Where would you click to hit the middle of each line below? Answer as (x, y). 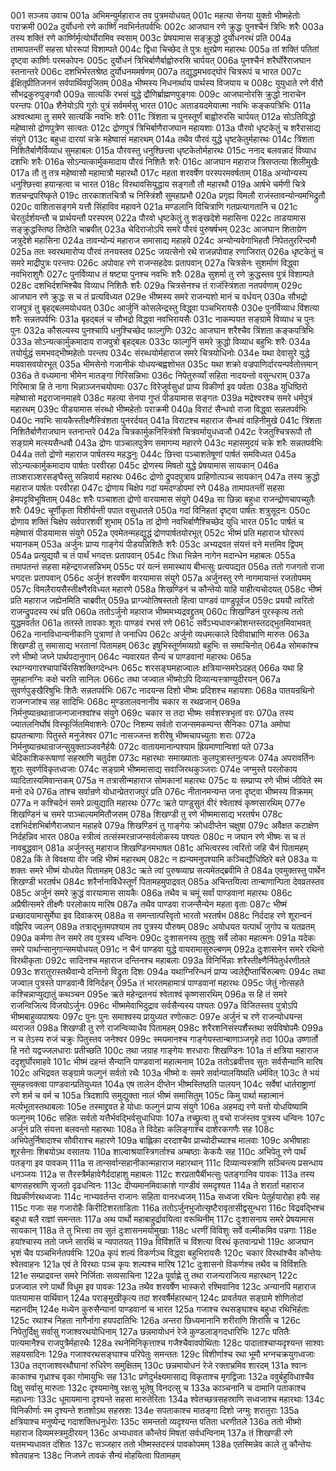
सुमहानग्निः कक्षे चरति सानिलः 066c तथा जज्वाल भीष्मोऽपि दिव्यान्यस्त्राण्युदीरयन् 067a (146, 679)
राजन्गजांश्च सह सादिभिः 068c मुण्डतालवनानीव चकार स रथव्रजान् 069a (125, 701)
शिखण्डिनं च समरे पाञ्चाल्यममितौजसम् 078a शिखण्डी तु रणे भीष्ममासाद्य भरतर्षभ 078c (146, 814)
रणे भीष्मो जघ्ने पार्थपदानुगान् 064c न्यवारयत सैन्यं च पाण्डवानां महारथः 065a (131, 656)
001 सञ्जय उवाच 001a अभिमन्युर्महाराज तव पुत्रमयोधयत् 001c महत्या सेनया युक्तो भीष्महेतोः (156, 15)
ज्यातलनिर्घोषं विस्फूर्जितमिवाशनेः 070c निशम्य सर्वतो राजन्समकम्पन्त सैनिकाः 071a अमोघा (150, 724)
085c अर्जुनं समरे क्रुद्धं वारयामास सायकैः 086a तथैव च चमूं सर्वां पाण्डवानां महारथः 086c (151, 893)
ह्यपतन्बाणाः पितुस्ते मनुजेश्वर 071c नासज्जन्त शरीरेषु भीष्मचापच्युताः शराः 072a (133, 735)
